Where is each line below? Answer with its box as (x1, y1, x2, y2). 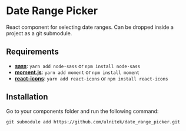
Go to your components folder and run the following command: (6, 108, 159, 115)
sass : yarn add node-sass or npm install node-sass (14, 62, 141, 69)
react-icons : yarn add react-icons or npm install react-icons (14, 75, 168, 82)
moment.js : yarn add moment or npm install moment (14, 69, 140, 76)
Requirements (6, 47, 59, 57)
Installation (6, 92, 48, 102)
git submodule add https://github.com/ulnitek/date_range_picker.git (6, 119, 181, 125)
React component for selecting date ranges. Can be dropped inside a (6, 23, 174, 31)
